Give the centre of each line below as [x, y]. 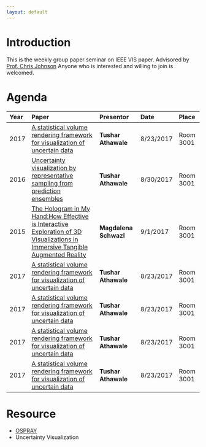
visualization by [54, 168]
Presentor [114, 117]
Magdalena [116, 228]
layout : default [27, 12]
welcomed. [21, 72]
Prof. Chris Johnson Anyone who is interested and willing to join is [90, 66]
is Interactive [50, 223]
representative [52, 176]
